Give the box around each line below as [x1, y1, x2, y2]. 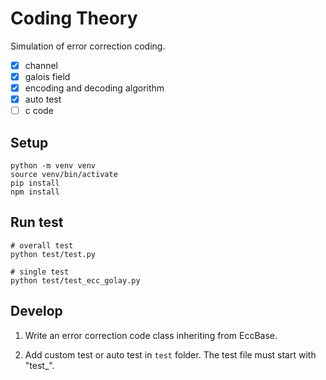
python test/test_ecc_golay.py [10, 275, 141, 286]
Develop [10, 303, 63, 320]
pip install [10, 178, 60, 189]
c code [24, 105, 54, 117]
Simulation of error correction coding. [10, 40, 166, 52]
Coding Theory [10, 7, 138, 30]
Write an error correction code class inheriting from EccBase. [24, 329, 278, 341]
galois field [24, 71, 71, 82]
